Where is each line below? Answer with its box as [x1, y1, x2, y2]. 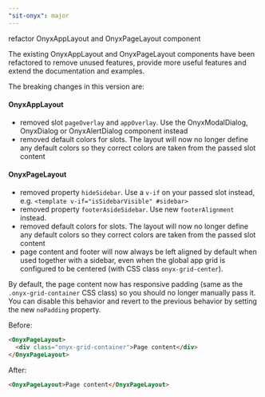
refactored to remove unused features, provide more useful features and [8, 58, 247, 67]
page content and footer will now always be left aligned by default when [19, 247, 257, 256]
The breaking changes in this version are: [8, 81, 145, 91]
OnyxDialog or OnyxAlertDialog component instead [19, 125, 188, 136]
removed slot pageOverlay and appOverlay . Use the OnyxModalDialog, [19, 117, 249, 127]
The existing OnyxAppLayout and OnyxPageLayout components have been [8, 49, 255, 58]
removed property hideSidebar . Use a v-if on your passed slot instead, [19, 188, 255, 197]
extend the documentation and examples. [8, 66, 145, 76]
